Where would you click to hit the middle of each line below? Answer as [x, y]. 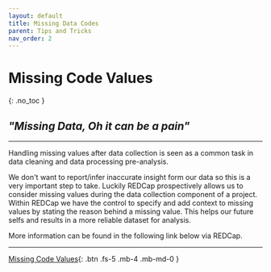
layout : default [35, 16]
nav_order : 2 [30, 38]
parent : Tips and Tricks [50, 31]
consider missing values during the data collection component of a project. [133, 194]
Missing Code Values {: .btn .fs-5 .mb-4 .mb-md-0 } [94, 259]
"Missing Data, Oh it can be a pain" [99, 126]
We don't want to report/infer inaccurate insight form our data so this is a [129, 177]
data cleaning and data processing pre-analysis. [89, 161]
